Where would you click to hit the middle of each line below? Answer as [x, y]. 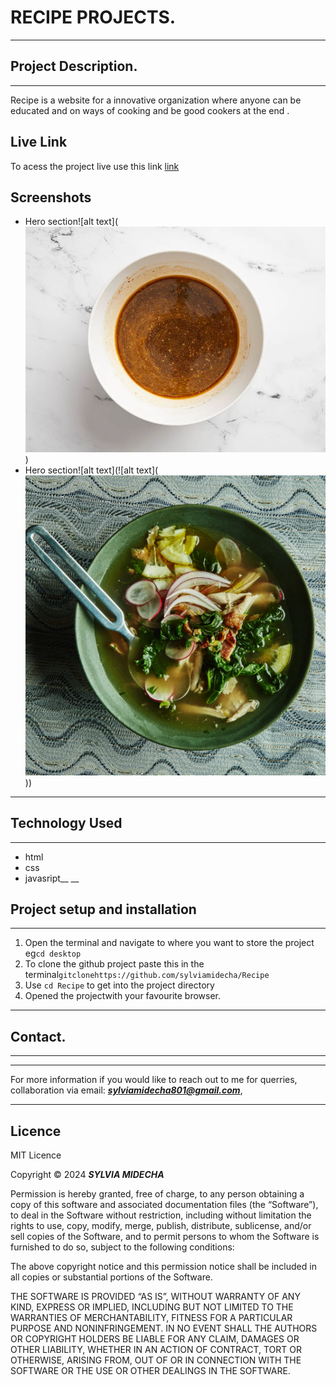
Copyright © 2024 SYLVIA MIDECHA [87, 1174]
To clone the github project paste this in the [114, 964]
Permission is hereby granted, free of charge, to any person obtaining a [157, 1193]
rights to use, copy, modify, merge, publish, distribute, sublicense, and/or [161, 1225]
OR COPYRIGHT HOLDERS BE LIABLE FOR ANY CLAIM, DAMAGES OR [155, 1338]
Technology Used [66, 823]
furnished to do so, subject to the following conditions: [122, 1247]
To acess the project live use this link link [95, 166]
